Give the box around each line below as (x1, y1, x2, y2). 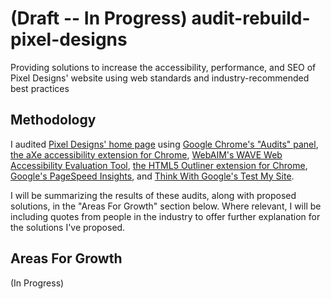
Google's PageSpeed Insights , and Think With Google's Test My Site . (10, 170, 295, 182)
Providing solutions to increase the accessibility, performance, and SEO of (10, 61, 317, 73)
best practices (10, 82, 70, 94)
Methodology (10, 112, 97, 129)
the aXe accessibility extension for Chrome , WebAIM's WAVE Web (10, 148, 283, 161)
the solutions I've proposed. (10, 221, 126, 233)
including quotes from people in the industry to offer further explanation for (10, 210, 321, 222)
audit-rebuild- (191, 7, 311, 30)
